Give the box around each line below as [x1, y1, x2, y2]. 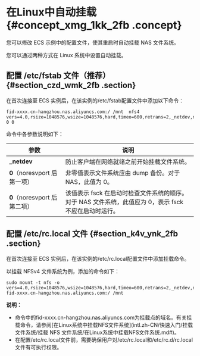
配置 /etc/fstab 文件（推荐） [6, 71, 111, 81]
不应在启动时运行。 [65, 207, 120, 215]
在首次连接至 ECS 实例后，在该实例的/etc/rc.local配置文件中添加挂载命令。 [6, 255, 190, 262]
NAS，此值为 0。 [65, 177, 114, 186]
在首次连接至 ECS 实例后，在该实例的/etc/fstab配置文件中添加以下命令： [6, 96, 185, 104]
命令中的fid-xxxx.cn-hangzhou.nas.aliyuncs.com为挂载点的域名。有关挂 [14, 314, 192, 321]
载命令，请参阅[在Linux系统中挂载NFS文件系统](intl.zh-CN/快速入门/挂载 [14, 321, 193, 328]
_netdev [9, 157, 33, 165]
